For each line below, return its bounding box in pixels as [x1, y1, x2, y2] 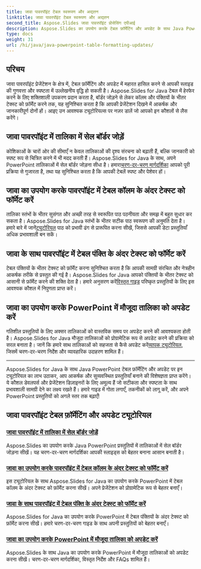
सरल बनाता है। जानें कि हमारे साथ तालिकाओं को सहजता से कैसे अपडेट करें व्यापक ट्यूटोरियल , [6, 341, 184, 348]
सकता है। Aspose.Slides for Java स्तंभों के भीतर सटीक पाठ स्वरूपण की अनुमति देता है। [6, 217, 185, 225]
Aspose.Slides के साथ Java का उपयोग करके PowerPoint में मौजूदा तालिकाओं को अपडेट [6, 549, 189, 556]
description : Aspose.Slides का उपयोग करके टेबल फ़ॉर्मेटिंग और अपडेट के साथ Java [6, 25, 184, 32]
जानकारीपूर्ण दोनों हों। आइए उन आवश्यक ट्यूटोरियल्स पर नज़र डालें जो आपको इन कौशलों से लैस [6, 107, 188, 114]
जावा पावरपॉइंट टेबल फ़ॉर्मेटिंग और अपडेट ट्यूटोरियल [6, 410, 151, 420]
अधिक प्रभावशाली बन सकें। [6, 231, 58, 238]
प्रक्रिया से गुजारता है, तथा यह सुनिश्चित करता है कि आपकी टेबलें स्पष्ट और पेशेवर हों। [6, 168, 166, 175]
